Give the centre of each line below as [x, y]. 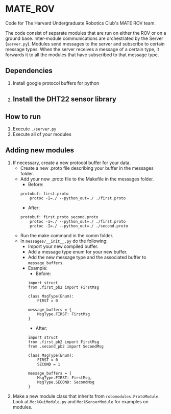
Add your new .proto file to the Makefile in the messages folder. [87, 179]
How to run [23, 116]
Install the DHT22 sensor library [64, 99]
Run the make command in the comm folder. [67, 235]
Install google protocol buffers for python [56, 83]
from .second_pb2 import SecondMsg [66, 346]
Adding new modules [40, 151]
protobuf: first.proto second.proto [59, 217]
